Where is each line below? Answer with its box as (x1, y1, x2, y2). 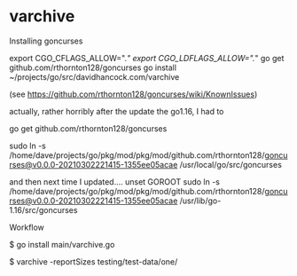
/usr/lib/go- (179, 195, 222, 206)
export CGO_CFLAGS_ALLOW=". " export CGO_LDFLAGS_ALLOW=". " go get (9, 52, 285, 63)
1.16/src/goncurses (9, 204, 78, 215)
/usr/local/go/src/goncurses (179, 159, 282, 170)
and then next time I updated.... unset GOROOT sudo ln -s (9, 176, 220, 187)
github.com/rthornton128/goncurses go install (9, 62, 177, 73)
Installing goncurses (9, 35, 83, 46)
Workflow (9, 222, 44, 233)
